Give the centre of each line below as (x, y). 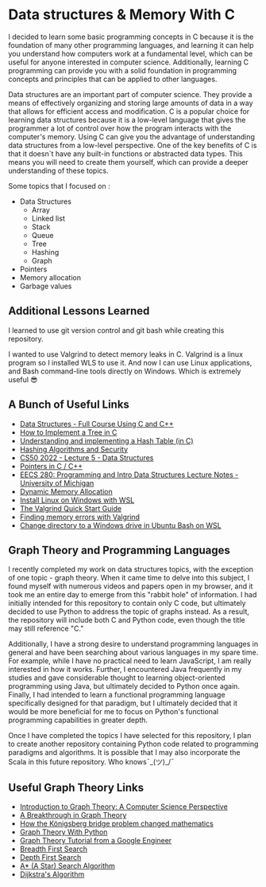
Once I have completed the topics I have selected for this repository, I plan (130, 736)
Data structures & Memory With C (122, 15)
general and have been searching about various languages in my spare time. (133, 653)
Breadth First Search (54, 849)
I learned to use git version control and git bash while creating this (116, 330)
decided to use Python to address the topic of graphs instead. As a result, (129, 612)
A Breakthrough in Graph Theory (73, 815)
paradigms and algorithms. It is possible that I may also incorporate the (124, 752)
